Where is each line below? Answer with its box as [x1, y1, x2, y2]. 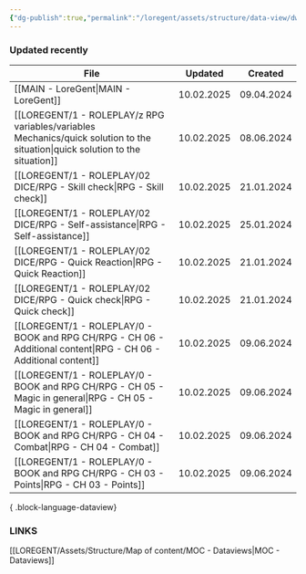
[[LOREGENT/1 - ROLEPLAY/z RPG [14, 109, 166, 121]
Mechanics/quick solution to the [14, 131, 152, 144]
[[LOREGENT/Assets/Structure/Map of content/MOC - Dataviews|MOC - [9, 545, 280, 557]
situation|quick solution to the [14, 142, 141, 155]
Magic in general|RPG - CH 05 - [14, 391, 155, 404]
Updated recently [9, 43, 88, 56]
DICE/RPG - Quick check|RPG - [14, 293, 152, 306]
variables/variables [14, 120, 96, 132]
